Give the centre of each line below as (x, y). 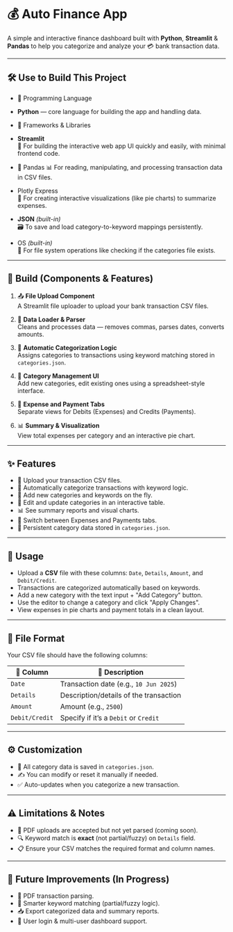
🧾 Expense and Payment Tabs (61, 404)
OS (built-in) (35, 243)
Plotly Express (37, 191)
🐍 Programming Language (54, 98)
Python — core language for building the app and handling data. (109, 111)
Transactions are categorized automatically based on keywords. (109, 588)
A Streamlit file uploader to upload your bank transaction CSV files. (113, 306)
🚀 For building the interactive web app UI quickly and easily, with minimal (121, 146)
